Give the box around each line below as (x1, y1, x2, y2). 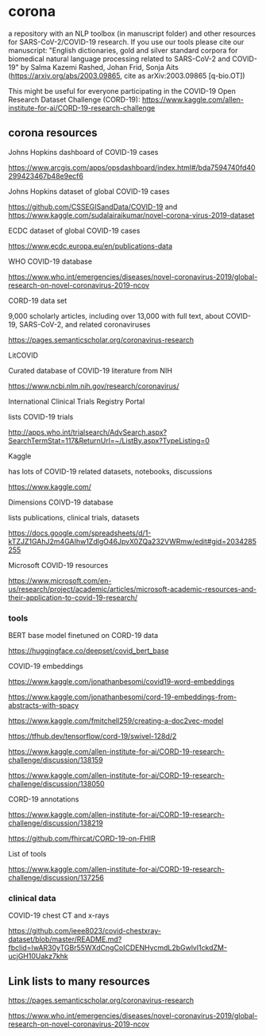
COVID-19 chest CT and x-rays (8, 910, 110, 920)
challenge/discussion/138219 (8, 818, 103, 828)
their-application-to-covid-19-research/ (8, 593, 138, 602)
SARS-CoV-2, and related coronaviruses (18, 319, 151, 329)
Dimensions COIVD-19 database (8, 497, 114, 507)
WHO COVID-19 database (8, 257, 93, 266)
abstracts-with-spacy (8, 701, 79, 710)
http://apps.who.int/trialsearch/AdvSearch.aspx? (8, 427, 168, 437)
